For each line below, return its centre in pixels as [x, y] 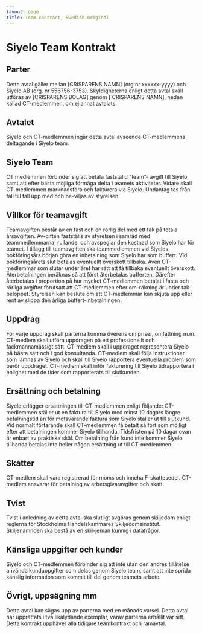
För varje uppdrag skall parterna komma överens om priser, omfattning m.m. [101, 333]
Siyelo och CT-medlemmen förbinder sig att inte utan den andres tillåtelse [98, 564]
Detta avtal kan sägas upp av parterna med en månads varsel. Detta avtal [97, 610]
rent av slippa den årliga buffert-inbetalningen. [64, 300]
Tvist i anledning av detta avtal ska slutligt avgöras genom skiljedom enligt [98, 518]
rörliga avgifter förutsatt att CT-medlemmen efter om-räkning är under [93, 287]
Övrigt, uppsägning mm [52, 596]
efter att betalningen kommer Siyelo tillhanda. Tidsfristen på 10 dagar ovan [99, 431]
